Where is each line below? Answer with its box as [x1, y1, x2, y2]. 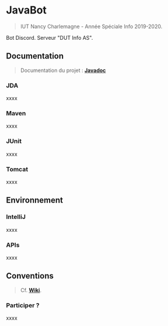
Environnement [6, 195, 63, 205]
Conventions [6, 271, 54, 281]
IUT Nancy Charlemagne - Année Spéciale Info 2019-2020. [20, 23, 163, 30]
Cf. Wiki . [20, 286, 42, 293]
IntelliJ [6, 213, 26, 221]
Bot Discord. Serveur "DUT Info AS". [6, 34, 93, 41]
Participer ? [6, 301, 40, 309]
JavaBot [6, 4, 47, 17]
